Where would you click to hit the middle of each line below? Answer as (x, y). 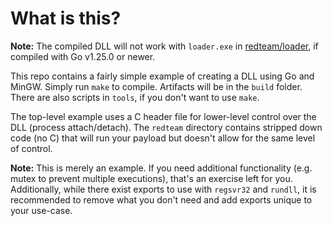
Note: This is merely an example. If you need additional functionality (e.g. (161, 168)
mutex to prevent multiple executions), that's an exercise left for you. (151, 178)
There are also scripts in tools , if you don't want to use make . (135, 97)
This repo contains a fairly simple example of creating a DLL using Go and (162, 76)
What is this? (66, 18)
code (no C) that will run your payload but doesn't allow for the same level (163, 138)
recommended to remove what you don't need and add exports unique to (161, 199)
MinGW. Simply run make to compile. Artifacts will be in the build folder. (156, 86)
